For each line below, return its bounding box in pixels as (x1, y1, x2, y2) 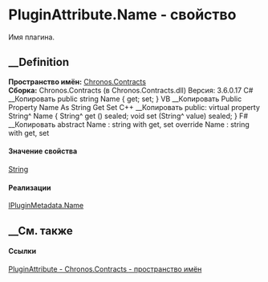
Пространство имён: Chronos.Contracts (8, 76, 147, 86)
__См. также (8, 223, 74, 238)
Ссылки (8, 247, 37, 256)
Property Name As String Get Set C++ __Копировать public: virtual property (8, 102, 261, 112)
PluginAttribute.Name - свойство (8, 6, 237, 24)
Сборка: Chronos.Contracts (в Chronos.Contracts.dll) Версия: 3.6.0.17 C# (8, 85, 254, 95)
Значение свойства (8, 146, 78, 156)
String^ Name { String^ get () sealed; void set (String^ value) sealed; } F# (8, 111, 249, 121)
